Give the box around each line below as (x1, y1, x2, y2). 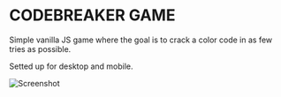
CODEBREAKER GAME (9, 5, 176, 26)
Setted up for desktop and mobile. (9, 61, 134, 71)
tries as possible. (9, 43, 72, 54)
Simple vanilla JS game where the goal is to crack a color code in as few (9, 34, 273, 45)
